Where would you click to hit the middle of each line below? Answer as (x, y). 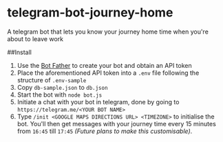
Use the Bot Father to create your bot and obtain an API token (104, 65)
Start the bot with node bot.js (60, 95)
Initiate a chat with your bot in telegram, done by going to (98, 102)
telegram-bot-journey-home (90, 13)
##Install (20, 52)
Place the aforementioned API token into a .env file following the (108, 73)
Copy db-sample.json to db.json (62, 87)
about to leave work (35, 38)
